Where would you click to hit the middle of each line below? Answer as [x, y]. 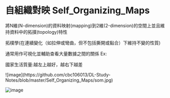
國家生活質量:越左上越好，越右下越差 [44, 64]
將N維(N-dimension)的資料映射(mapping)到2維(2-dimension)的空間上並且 [83, 26]
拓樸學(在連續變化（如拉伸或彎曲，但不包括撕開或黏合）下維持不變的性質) [83, 43]
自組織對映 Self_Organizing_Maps [78, 10]
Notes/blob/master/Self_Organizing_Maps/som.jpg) [59, 80]
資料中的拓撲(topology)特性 [39, 32]
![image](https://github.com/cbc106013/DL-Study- [58, 75]
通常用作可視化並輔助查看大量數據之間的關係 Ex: [56, 54]
